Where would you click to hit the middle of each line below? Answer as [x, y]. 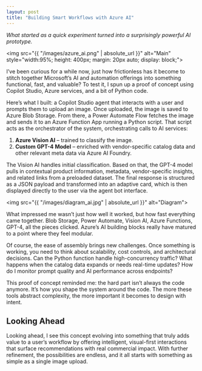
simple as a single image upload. [47, 361]
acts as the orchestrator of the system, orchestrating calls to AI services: [97, 128]
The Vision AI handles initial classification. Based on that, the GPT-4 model [99, 165]
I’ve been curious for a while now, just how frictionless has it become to [96, 71]
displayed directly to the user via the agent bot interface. [77, 190]
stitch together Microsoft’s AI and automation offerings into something [94, 78]
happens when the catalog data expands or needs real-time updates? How [99, 264]
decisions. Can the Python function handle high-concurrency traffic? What [99, 258]
